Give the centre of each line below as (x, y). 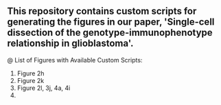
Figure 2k (31, 80)
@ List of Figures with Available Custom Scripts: (75, 60)
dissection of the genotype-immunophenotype (110, 33)
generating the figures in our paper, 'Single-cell (111, 22)
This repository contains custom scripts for (102, 11)
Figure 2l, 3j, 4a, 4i (44, 88)
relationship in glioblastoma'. (70, 44)
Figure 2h (31, 73)
